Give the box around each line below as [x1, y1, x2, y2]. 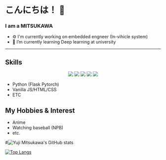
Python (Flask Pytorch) [12, 81, 59, 87]
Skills [5, 58, 22, 66]
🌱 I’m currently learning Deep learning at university [12, 39, 116, 45]
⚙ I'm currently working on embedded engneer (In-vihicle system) [12, 34, 148, 40]
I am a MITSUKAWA [5, 23, 53, 30]
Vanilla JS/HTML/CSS [12, 87, 57, 93]
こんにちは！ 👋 [5, 4, 65, 16]
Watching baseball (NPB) [12, 125, 63, 131]
